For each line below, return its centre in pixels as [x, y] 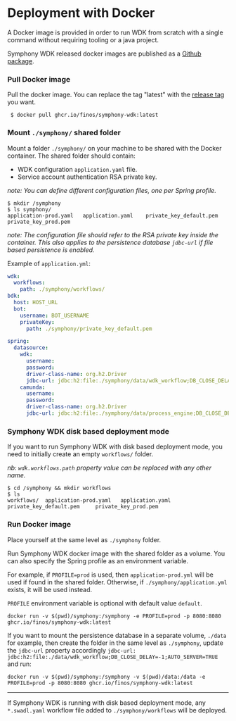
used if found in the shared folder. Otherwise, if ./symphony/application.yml [117, 582]
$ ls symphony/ [29, 209]
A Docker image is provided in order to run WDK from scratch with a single [115, 32]
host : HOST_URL [36, 303]
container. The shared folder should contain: [71, 156]
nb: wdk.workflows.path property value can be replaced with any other [110, 468]
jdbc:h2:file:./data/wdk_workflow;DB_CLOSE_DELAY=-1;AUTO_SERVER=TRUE [113, 657]
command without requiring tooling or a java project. [83, 39]
